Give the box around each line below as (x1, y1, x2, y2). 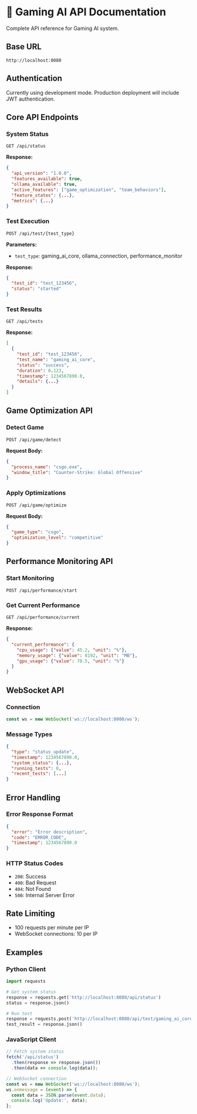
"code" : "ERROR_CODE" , (11, 835, 67, 840)
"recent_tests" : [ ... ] (11, 771, 67, 777)
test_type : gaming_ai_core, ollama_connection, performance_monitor (14, 252, 183, 259)
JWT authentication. (6, 95, 55, 102)
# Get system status (6, 989, 57, 995)
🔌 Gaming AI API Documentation (6, 5, 167, 19)
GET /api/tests (6, 319, 43, 325)
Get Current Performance (6, 601, 80, 609)
